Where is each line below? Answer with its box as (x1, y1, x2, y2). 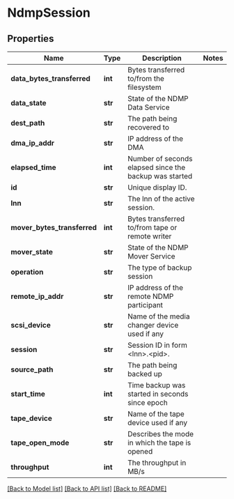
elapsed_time (10, 162, 57, 172)
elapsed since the (127, 162, 186, 172)
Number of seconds (127, 154, 193, 163)
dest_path (10, 118, 45, 128)
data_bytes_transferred (10, 74, 91, 83)
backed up (127, 369, 162, 378)
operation (10, 267, 44, 277)
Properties (7, 33, 54, 45)
